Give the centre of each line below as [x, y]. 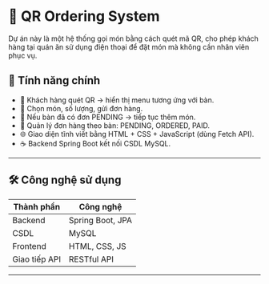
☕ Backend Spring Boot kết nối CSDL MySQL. [95, 143]
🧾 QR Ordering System [84, 16]
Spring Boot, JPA [100, 220]
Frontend [29, 246]
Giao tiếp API [37, 259]
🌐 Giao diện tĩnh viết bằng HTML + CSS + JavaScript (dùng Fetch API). [137, 134]
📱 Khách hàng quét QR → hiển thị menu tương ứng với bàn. [117, 100]
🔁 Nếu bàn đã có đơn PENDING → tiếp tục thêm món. [108, 117]
